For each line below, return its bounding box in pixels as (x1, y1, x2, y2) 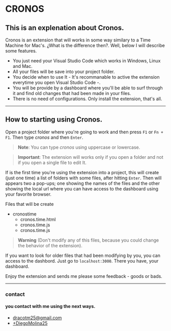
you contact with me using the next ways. (5, 303, 96, 310)
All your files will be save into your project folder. (12, 68, 115, 75)
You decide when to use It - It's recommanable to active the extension (12, 74, 160, 80)
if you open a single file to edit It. (17, 159, 87, 166)
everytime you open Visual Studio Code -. (12, 80, 101, 85)
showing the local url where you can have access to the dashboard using (5, 185, 159, 192)
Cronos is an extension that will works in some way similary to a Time (5, 37, 151, 43)
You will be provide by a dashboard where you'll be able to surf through (12, 85, 163, 91)
